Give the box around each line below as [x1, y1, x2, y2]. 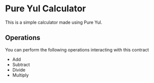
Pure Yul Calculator [5, 3, 86, 14]
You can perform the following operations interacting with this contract [5, 46, 149, 52]
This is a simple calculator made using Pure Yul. [5, 19, 103, 25]
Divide [12, 67, 26, 73]
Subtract [12, 61, 30, 67]
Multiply [12, 72, 29, 78]
